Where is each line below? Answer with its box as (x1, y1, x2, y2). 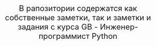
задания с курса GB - (17, 22, 98, 32)
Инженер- (100, 22, 139, 32)
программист (38, 31, 90, 41)
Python (91, 31, 118, 41)
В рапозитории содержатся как (19, 4, 137, 13)
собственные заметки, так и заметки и (5, 13, 151, 22)
